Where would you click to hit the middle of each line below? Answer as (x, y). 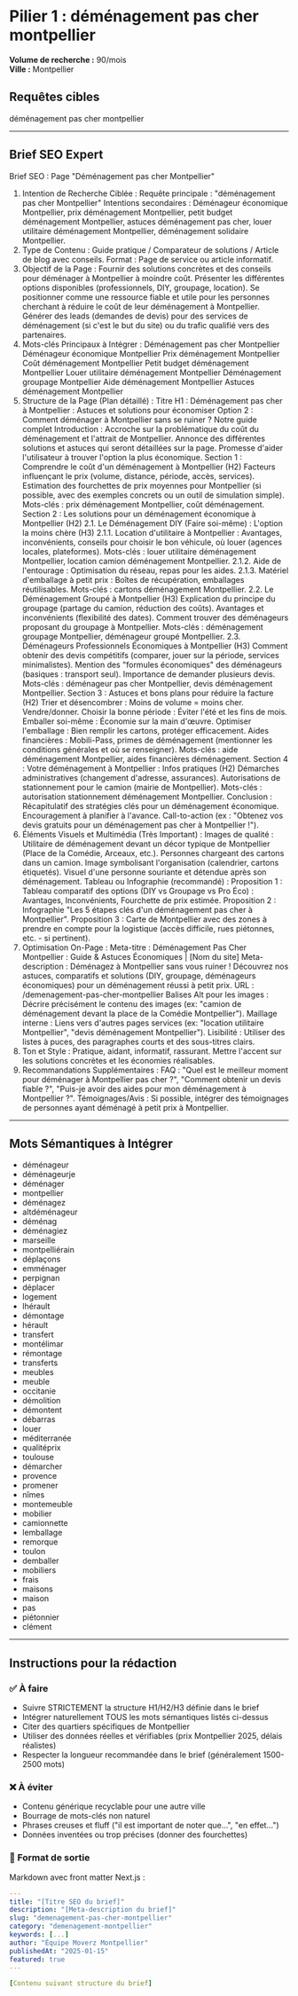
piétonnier (41, 1617)
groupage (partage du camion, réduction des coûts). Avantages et (143, 608)
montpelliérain (48, 1250)
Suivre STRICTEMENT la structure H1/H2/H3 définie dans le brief (141, 1708)
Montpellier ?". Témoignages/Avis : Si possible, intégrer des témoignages (155, 1098)
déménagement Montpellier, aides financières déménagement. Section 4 (155, 758)
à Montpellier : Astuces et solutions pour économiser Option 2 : (137, 410)
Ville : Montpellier (42, 69)
